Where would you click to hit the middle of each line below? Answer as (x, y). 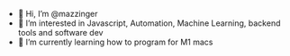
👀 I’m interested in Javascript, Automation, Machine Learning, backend (149, 23)
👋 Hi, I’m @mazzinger (58, 14)
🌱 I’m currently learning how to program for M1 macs (115, 42)
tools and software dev (60, 32)
